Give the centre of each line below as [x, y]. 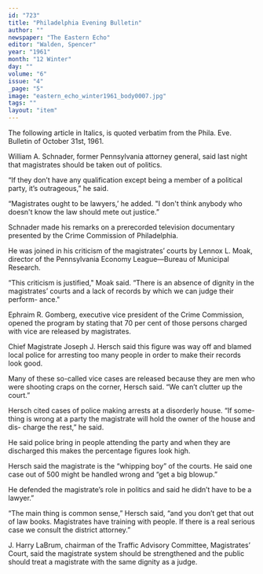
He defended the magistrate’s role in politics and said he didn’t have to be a [130, 489]
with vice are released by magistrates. [70, 331]
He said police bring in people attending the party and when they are [119, 442]
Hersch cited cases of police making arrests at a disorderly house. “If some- [131, 410]
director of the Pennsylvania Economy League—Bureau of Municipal [119, 259]
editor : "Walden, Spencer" [52, 45]
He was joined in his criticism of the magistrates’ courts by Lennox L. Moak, [130, 251]
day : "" [21, 67]
